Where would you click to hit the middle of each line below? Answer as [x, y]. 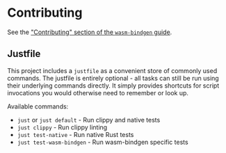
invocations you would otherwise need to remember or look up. [98, 92]
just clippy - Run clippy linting [62, 127]
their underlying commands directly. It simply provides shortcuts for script [113, 86]
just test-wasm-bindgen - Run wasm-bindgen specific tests [103, 142]
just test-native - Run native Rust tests [75, 134]
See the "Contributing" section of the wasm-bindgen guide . [90, 32]
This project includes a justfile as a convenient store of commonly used [112, 70]
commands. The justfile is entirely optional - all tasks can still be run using [113, 78]
